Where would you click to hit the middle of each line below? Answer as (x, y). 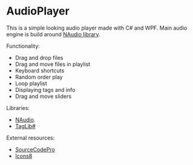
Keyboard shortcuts (40, 70)
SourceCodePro (35, 149)
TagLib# (25, 126)
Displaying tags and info (45, 89)
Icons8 (24, 156)
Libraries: (18, 108)
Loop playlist (31, 83)
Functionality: (23, 46)
